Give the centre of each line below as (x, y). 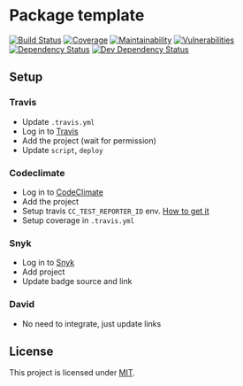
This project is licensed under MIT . (72, 373)
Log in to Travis (50, 131)
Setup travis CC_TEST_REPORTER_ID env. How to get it (115, 211)
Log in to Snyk (48, 263)
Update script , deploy (62, 150)
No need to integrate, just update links (91, 323)
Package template (77, 15)
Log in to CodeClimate (63, 192)
